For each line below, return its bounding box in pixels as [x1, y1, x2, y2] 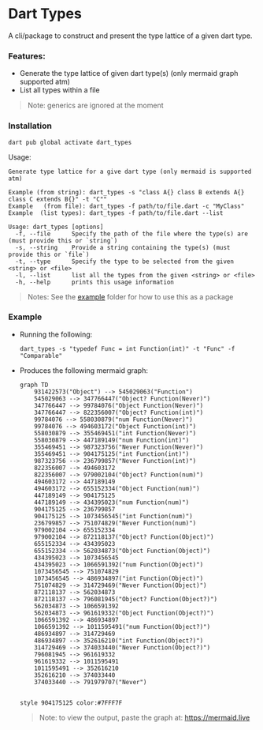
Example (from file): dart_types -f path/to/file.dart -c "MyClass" [8, 202, 245, 210]
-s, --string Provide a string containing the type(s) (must [15, 243, 231, 251]
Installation [8, 120, 53, 131]
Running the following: [19, 329, 93, 339]
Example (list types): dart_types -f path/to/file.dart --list [8, 209, 224, 217]
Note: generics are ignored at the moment [27, 100, 164, 111]
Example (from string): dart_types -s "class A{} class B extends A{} [8, 188, 245, 196]
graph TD [19, 381, 49, 389]
